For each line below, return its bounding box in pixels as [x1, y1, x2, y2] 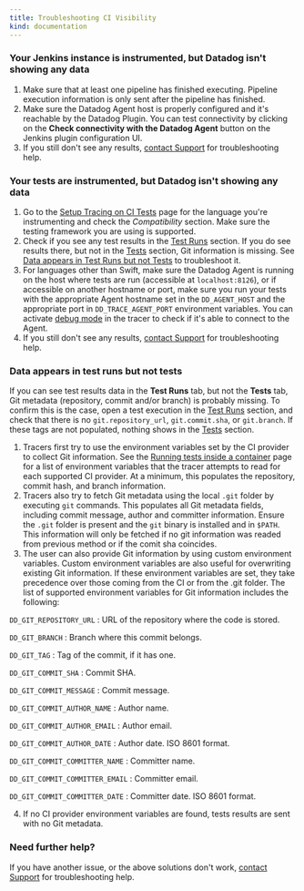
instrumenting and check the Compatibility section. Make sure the [22, 216, 270, 228]
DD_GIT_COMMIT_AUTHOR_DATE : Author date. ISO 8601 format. [9, 738, 230, 749]
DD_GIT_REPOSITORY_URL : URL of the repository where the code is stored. [9, 614, 280, 625]
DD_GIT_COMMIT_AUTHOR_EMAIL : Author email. [9, 721, 173, 732]
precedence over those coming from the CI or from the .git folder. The [22, 578, 286, 589]
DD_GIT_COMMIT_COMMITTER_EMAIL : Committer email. [9, 773, 198, 784]
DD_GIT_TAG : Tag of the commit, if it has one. [9, 650, 176, 661]
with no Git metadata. [22, 818, 104, 829]
